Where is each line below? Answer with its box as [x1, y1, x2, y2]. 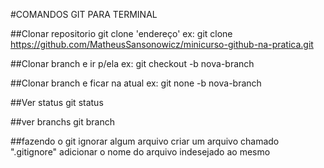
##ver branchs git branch [10, 116, 116, 128]
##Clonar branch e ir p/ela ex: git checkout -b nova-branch [10, 58, 255, 69]
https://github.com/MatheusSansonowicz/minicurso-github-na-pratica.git [10, 39, 314, 50]
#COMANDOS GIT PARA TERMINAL [10, 9, 158, 20]
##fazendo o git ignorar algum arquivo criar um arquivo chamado [10, 135, 280, 147]
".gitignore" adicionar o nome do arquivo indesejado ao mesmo [10, 146, 271, 158]
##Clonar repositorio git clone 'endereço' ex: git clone [10, 28, 233, 39]
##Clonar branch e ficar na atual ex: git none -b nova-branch [10, 77, 262, 89]
